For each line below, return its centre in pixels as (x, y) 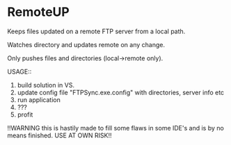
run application (39, 100)
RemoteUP (38, 12)
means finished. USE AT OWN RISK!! (60, 135)
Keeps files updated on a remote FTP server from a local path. (96, 31)
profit (25, 114)
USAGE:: (19, 71)
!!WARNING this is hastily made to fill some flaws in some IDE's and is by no (115, 128)
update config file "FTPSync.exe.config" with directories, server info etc (121, 92)
